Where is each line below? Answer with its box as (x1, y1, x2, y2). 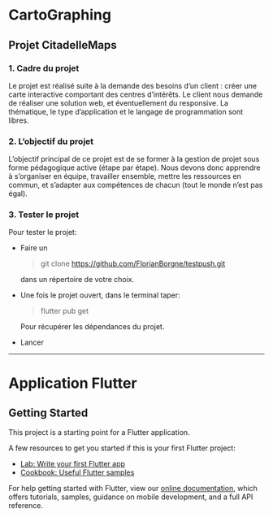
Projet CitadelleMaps (8, 38, 117, 52)
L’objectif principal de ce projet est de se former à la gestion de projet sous (8, 154, 260, 164)
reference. (8, 501, 43, 510)
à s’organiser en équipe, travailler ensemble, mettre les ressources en (8, 172, 242, 181)
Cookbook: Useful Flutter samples (19, 467, 135, 477)
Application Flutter (8, 374, 137, 392)
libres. (8, 115, 29, 125)
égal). (8, 189, 28, 198)
